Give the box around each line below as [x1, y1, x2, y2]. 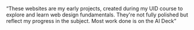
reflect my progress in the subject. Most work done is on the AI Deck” [6, 18, 177, 24]
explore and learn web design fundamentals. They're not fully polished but [6, 11, 189, 18]
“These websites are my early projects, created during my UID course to [6, 5, 183, 12]
